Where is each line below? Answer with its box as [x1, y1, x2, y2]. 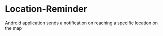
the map [5, 25, 22, 31]
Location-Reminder [5, 3, 87, 15]
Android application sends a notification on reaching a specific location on [5, 20, 158, 26]
